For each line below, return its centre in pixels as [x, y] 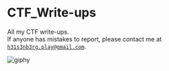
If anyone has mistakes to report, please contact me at [84, 39]
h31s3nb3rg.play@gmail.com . [47, 46]
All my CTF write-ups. [38, 32]
